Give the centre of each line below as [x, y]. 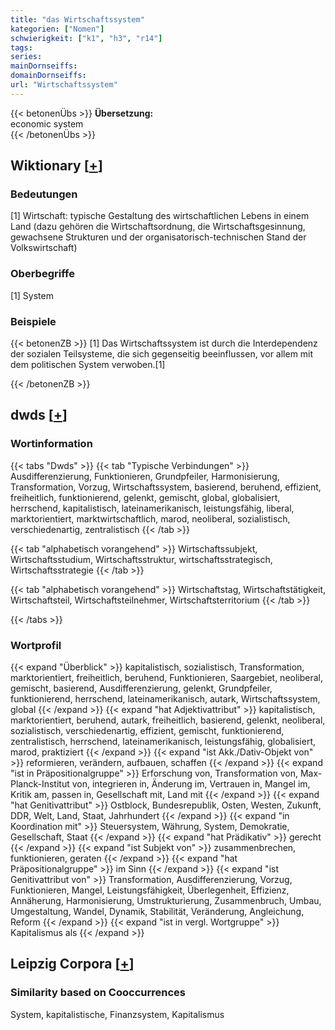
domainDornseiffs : [48, 76]
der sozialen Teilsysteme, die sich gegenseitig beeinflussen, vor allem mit [162, 354]
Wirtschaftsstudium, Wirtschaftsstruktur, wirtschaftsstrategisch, [141, 559]
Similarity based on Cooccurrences [98, 993]
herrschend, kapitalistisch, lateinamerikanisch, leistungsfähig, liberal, [152, 508]
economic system [47, 123]
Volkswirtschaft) [44, 248]
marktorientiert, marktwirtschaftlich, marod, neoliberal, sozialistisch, [150, 518]
